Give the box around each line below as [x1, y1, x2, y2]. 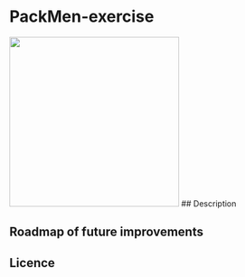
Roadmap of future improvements [9, 224, 203, 240]
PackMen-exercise [9, 6, 155, 27]
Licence [9, 255, 56, 271]
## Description [180, 197, 237, 209]
